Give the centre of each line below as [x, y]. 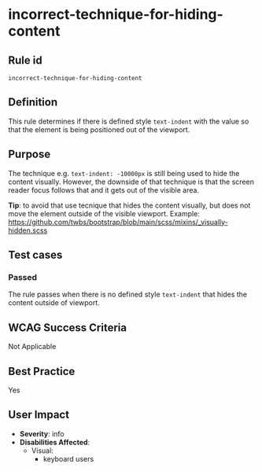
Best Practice [42, 371]
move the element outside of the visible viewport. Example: [104, 213]
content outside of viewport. [54, 303]
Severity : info [42, 433]
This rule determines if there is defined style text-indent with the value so [129, 121]
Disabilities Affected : [55, 442]
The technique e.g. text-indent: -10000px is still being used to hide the [124, 173]
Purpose [30, 155]
